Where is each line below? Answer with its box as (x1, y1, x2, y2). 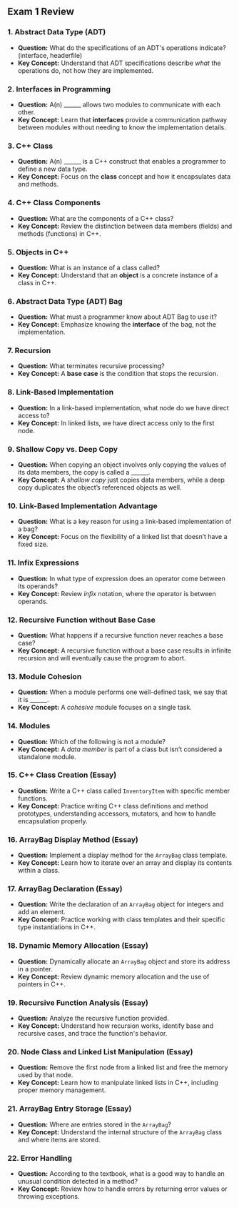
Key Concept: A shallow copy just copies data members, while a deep (17, 475, 225, 485)
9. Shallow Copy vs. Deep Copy (7, 444, 118, 454)
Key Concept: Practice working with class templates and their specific (17, 915, 225, 924)
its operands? (17, 582, 59, 590)
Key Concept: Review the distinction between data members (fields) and (17, 222, 233, 230)
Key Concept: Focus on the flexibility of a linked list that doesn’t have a (17, 533, 228, 541)
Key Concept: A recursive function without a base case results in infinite (17, 646, 232, 655)
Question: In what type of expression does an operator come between (17, 574, 226, 583)
